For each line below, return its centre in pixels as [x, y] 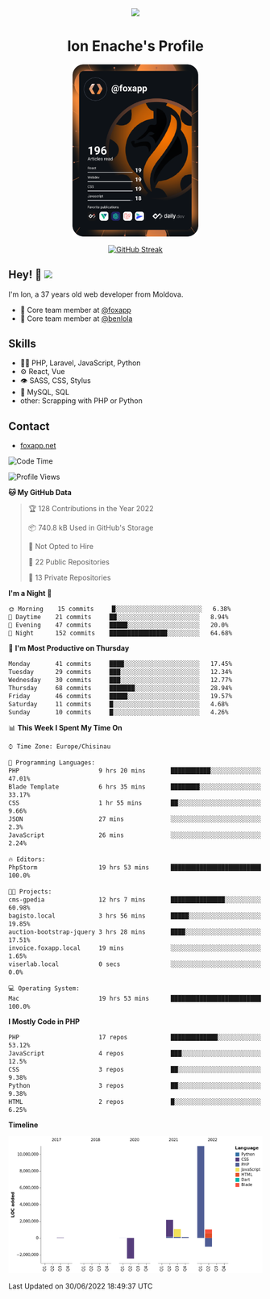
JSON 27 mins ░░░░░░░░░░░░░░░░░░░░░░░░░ [135, 819]
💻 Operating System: [44, 989]
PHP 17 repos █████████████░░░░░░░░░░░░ [135, 1038]
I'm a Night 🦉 [30, 593]
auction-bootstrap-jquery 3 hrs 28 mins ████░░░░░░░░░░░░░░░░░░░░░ [135, 932]
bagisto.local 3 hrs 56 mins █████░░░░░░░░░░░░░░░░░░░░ [135, 916]
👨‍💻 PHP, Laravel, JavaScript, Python [80, 363]
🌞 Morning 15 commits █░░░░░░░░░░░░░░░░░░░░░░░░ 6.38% [120, 609]
